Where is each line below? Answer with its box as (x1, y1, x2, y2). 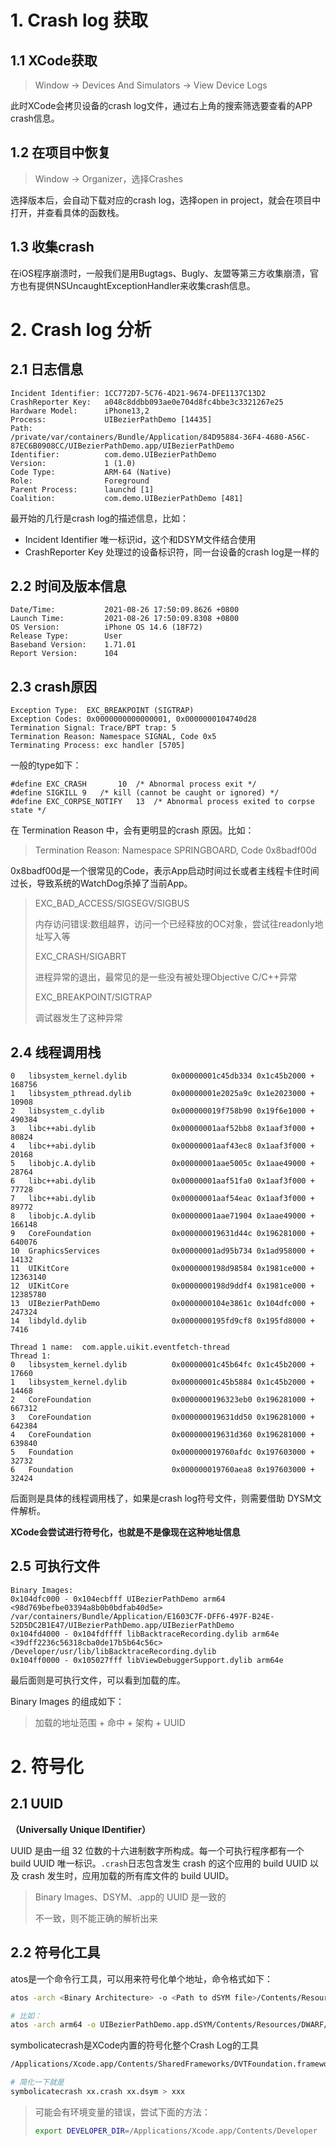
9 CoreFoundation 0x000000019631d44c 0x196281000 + (10, 1229, 315, 1239)
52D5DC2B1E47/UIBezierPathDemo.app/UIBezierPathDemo (10, 1620, 235, 1630)
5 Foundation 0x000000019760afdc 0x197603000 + (10, 1447, 315, 1458)
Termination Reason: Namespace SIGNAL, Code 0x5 (10, 732, 217, 742)
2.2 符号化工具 (10, 1944, 101, 1961)
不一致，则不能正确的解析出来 (34, 1912, 158, 1924)
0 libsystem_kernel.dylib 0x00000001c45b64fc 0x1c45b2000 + (10, 1360, 315, 1370)
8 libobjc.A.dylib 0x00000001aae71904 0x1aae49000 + (10, 1211, 315, 1221)
